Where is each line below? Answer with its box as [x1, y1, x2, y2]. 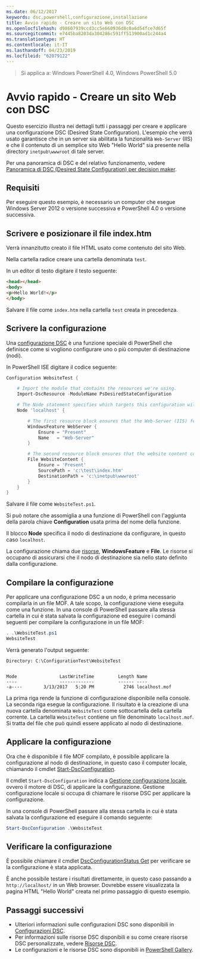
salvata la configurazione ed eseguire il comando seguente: [6, 813, 153, 821]
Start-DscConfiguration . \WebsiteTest [6, 825, 102, 831]
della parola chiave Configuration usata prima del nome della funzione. [6, 518, 182, 525]
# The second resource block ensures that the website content [27, 451, 187, 457]
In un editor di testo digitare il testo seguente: [6, 267, 117, 274]
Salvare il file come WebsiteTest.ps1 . [6, 500, 96, 507]
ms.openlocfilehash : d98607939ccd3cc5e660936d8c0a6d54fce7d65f [6, 25, 167, 32]
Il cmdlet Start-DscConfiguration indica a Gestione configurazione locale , [6, 777, 187, 784]
